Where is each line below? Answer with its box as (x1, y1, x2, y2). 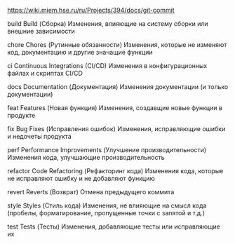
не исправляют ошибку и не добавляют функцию (7, 175, 156, 182)
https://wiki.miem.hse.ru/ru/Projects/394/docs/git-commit (7, 6, 175, 14)
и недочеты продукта (7, 133, 72, 140)
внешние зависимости (7, 27, 75, 35)
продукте (7, 111, 36, 119)
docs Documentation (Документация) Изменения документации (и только (7, 83, 229, 90)
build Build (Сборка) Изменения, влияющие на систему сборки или (7, 20, 208, 27)
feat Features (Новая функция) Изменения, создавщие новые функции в (7, 104, 223, 111)
